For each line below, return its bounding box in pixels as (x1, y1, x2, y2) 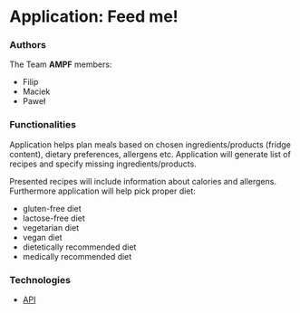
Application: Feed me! (9, 6, 179, 27)
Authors (9, 39, 47, 52)
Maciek (22, 86, 51, 97)
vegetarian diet (22, 222, 80, 232)
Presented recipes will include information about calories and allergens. (9, 175, 276, 186)
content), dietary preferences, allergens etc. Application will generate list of (9, 148, 292, 159)
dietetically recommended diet (22, 242, 137, 252)
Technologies (9, 273, 71, 286)
